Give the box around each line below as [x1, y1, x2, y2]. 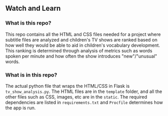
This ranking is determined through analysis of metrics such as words [5, 47, 153, 53]
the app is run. [5, 105, 36, 111]
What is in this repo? [5, 71, 57, 79]
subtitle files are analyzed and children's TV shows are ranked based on [5, 36, 158, 43]
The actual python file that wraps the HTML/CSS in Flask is [5, 83, 130, 89]
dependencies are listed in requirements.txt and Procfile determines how [5, 99, 163, 105]
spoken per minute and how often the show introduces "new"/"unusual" [5, 53, 157, 59]
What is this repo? [5, 20, 52, 27]
